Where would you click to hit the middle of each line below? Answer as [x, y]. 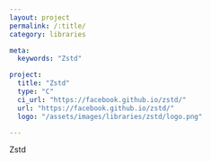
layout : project [40, 17]
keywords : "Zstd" [50, 59]
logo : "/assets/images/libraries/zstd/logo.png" [110, 116]
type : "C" [35, 91]
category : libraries [48, 34]
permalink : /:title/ [48, 26]
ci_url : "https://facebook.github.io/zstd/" [102, 99]
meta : [19, 50]
